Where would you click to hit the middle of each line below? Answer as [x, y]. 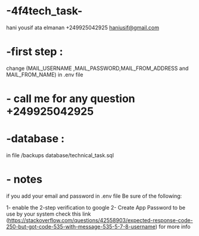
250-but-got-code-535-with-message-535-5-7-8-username [81, 226]
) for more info [173, 226]
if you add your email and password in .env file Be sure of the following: [94, 196]
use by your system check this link [49, 214]
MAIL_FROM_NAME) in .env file [45, 74]
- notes [24, 180]
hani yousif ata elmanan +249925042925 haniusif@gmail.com [83, 27]
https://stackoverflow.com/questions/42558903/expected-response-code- [100, 220]
